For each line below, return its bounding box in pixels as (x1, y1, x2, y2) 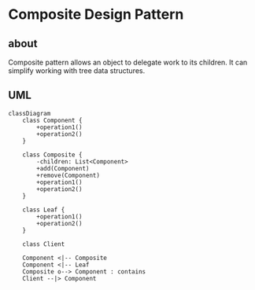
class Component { (22, 116, 83, 124)
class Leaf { (22, 206, 65, 214)
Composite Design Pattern (8, 6, 184, 24)
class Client (22, 240, 65, 248)
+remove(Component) (36, 171, 101, 179)
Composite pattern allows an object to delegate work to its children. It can (8, 57, 248, 67)
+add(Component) (36, 164, 90, 172)
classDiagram (8, 109, 51, 117)
